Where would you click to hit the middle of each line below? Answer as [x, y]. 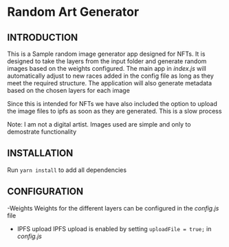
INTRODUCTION [43, 37]
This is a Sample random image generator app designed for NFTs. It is [106, 54]
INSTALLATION [40, 153]
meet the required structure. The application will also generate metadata [109, 83]
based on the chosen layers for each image [69, 90]
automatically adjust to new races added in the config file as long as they [111, 76]
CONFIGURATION [45, 192]
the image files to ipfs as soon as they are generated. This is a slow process [115, 111]
